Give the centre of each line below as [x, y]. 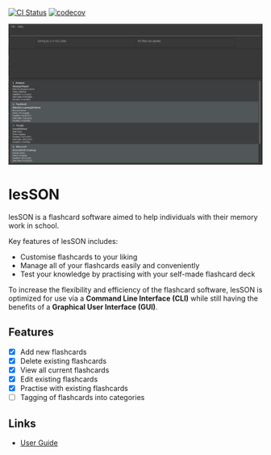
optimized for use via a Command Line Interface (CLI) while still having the [133, 298]
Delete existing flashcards [63, 360]
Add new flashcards [53, 352]
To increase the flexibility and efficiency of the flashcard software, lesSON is [135, 290]
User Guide [39, 443]
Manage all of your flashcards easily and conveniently [110, 265]
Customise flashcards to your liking [79, 257]
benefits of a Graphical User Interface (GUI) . [83, 307]
